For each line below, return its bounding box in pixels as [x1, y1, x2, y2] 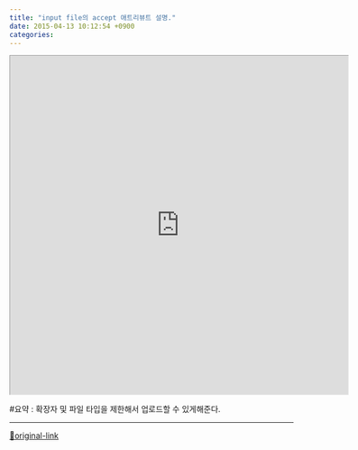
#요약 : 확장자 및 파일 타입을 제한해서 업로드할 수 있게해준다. [9, 404, 221, 415]
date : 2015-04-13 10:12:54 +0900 [9, 22, 135, 31]
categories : [9, 30, 54, 39]
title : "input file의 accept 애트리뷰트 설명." [9, 13, 177, 23]
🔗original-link [9, 430, 60, 441]
